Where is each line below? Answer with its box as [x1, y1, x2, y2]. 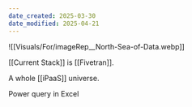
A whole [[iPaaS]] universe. [8, 73, 100, 83]
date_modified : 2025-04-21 [8, 19, 100, 28]
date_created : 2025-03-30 [8, 11, 96, 20]
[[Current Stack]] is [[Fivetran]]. [8, 58, 115, 67]
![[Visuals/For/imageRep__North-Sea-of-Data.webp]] [8, 41, 185, 51]
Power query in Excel [8, 88, 79, 98]
